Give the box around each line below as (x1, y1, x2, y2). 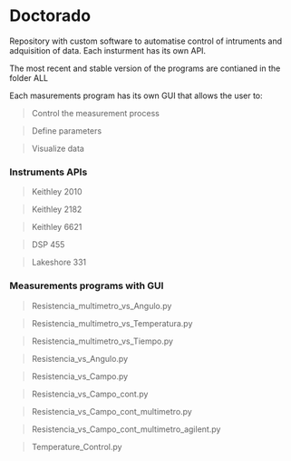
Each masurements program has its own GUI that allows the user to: (9, 90, 263, 101)
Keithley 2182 (31, 204, 82, 215)
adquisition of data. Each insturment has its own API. (9, 45, 207, 55)
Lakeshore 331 (31, 256, 87, 268)
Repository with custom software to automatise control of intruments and (9, 35, 283, 46)
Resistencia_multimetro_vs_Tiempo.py (31, 336, 174, 346)
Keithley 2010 (31, 186, 83, 197)
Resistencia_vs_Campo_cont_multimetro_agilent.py (31, 424, 221, 435)
